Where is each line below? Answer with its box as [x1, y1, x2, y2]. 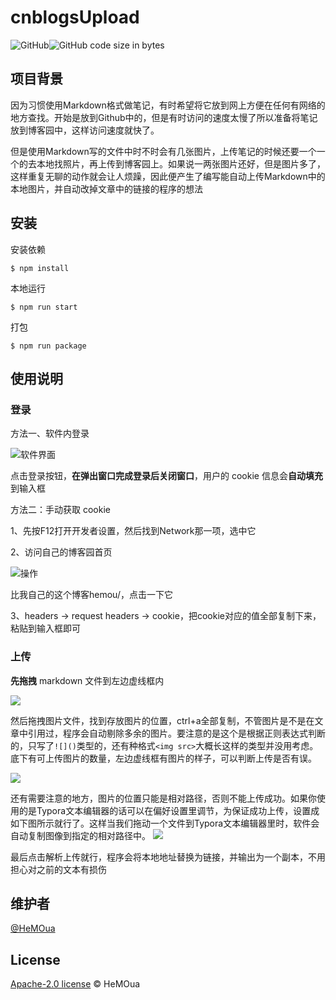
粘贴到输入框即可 [10, 622, 81, 635]
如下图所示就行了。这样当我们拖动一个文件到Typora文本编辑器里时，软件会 [10, 817, 320, 829]
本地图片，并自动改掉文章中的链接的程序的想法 [10, 182, 203, 195]
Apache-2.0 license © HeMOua [10, 978, 141, 990]
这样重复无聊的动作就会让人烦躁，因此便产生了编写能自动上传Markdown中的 [10, 170, 326, 182]
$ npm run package [10, 341, 87, 351]
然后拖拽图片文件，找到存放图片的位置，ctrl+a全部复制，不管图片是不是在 [10, 714, 315, 726]
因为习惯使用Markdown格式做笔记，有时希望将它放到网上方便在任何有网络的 [10, 99, 326, 111]
